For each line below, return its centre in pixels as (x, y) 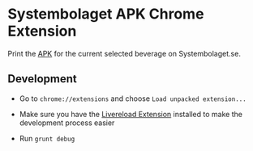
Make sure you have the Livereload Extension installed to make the (131, 114)
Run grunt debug (47, 138)
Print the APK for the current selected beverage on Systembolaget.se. (124, 53)
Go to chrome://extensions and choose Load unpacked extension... (133, 99)
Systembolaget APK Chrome (106, 14)
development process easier (67, 123)
